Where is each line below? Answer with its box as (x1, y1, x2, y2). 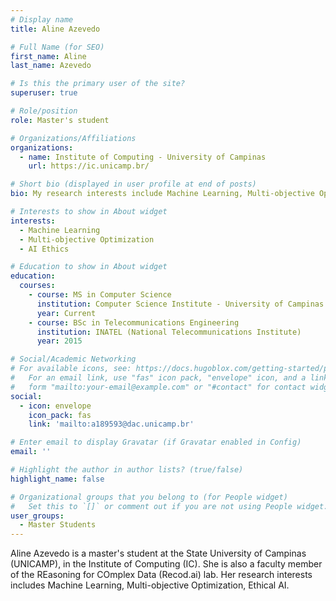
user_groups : (10, 511, 65, 521)
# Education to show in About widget (10, 262, 168, 272)
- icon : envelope (19, 401, 92, 411)
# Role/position (10, 106, 78, 116)
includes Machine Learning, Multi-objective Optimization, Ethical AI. (10, 579, 290, 591)
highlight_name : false (10, 474, 105, 484)
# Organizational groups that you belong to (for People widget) (10, 492, 288, 502)
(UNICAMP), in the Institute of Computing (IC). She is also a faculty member (10, 558, 323, 570)
